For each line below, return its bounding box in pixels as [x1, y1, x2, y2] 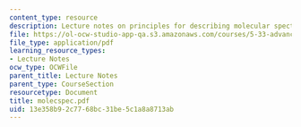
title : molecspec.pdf [9, 96, 90, 106]
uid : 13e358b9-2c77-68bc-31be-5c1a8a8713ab [9, 105, 175, 114]
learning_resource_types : [9, 47, 106, 55]
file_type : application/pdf [9, 38, 115, 47]
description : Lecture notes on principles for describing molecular [9, 21, 271, 30]
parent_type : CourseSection [9, 80, 115, 89]
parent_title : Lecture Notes [9, 72, 118, 80]
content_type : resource [9, 13, 99, 22]
